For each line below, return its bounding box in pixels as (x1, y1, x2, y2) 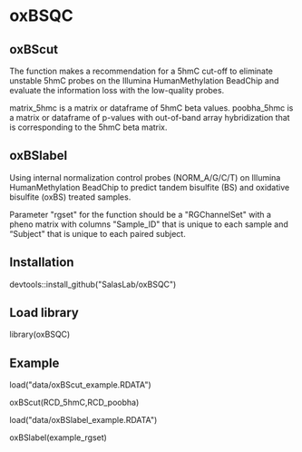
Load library (9, 305, 79, 320)
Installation (9, 255, 74, 270)
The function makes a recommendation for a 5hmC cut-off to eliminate (9, 65, 274, 76)
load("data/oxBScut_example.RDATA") (9, 379, 151, 390)
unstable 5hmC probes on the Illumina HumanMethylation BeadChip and (9, 75, 279, 86)
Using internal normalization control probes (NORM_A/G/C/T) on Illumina (9, 172, 281, 182)
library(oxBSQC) (9, 329, 71, 340)
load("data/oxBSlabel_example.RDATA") (9, 415, 158, 426)
